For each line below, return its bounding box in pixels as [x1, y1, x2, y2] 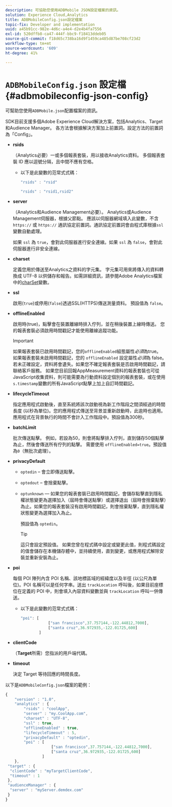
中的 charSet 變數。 [12, 279, 52, 286]
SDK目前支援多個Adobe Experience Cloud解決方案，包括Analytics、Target [5, 119, 163, 125]
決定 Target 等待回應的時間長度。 [12, 671, 83, 677]
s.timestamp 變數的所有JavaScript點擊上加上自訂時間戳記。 [12, 381, 137, 387]
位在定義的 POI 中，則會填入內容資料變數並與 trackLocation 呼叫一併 [12, 588, 159, 594]
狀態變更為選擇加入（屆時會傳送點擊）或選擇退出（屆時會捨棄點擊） [25, 497, 166, 503]
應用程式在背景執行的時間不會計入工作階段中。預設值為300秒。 [12, 414, 147, 420]
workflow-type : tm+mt [5, 41, 52, 46]
